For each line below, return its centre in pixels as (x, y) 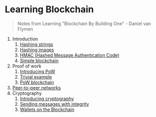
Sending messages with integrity (54, 104)
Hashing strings (36, 44)
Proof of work (27, 66)
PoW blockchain (37, 82)
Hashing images (37, 50)
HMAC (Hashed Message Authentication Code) (70, 55)
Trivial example (36, 77)
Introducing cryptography (47, 99)
